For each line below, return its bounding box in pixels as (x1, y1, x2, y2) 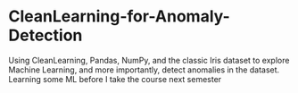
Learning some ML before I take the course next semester (8, 73, 222, 84)
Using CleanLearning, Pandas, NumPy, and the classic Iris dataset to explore (8, 55, 290, 65)
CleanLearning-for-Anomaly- (8, 6, 231, 27)
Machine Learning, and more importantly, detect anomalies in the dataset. (8, 64, 280, 75)
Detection (8, 25, 83, 46)
